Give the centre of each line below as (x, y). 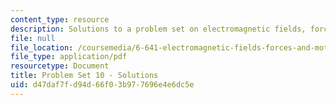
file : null (33, 38)
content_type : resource (60, 19)
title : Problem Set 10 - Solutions (84, 76)
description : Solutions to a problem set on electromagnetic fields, (158, 29)
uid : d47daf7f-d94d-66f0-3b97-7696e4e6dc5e (102, 85)
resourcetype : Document (60, 66)
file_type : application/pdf (69, 57)
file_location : (42, 47)
